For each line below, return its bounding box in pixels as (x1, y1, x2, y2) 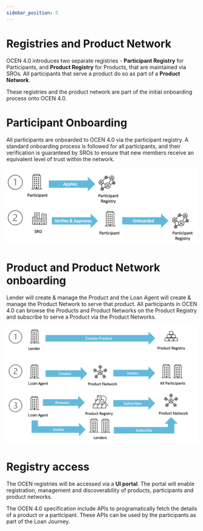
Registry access (6, 460, 90, 474)
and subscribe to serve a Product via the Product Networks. (6, 313, 157, 321)
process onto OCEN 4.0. (6, 94, 67, 102)
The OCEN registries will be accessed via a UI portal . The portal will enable (6, 480, 194, 487)
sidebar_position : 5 (6, 10, 59, 16)
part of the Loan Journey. (6, 518, 71, 525)
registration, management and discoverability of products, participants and (6, 487, 194, 494)
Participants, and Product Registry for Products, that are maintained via (6, 63, 187, 71)
